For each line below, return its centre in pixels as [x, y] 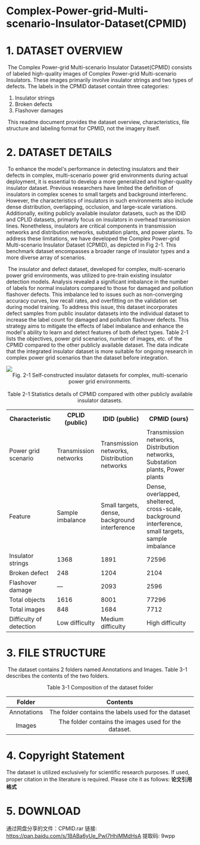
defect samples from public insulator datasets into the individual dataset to [98, 313]
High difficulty [166, 623]
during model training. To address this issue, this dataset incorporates [92, 307]
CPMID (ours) [169, 419]
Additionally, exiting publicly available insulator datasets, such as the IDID [96, 213]
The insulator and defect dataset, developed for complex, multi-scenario [96, 269]
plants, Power [166, 470]
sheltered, [161, 501]
